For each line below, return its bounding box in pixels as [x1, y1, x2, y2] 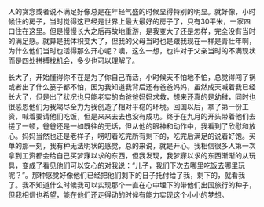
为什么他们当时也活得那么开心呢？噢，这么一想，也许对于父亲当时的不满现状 [8, 46, 256, 55]
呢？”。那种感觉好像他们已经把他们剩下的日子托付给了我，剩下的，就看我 [8, 171, 246, 180]
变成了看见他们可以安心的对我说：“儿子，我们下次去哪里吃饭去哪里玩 [21, 161, 246, 170]
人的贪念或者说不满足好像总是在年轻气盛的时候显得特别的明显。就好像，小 [8, 7, 249, 16]
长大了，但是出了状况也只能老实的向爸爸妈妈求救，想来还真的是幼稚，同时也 [8, 93, 256, 101]
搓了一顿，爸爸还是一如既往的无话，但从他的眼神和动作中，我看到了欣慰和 [8, 122, 249, 131]
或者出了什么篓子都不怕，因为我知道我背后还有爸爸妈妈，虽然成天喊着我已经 [8, 82, 256, 92]
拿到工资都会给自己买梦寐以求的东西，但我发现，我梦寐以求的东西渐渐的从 [8, 151, 249, 160]
